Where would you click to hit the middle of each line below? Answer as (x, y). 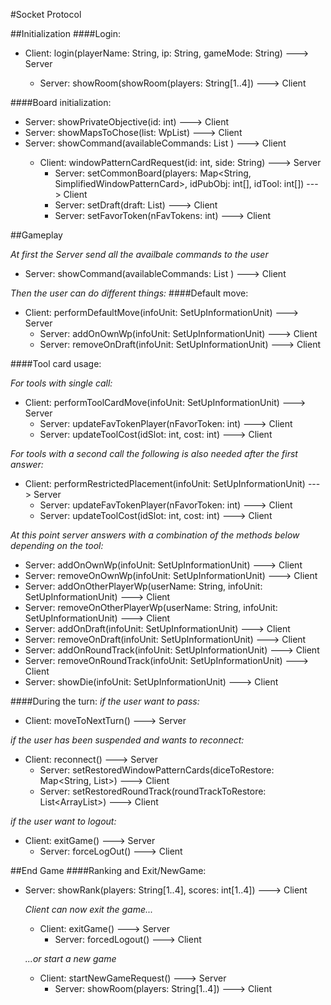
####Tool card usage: (56, 363)
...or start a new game (70, 958)
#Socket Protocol (46, 14)
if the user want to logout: (63, 821)
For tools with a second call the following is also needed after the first (154, 453)
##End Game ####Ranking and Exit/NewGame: (108, 870)
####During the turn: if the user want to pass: (105, 701)
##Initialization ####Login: (65, 33)
